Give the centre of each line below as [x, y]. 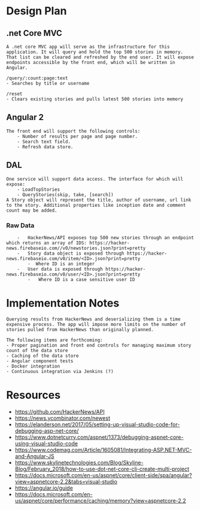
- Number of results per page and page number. [77, 136]
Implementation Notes [63, 303]
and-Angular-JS [35, 456]
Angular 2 [25, 117]
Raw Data [20, 225]
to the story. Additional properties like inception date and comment [96, 205]
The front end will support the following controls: [73, 131]
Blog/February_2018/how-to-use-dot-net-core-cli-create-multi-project [102, 469]
